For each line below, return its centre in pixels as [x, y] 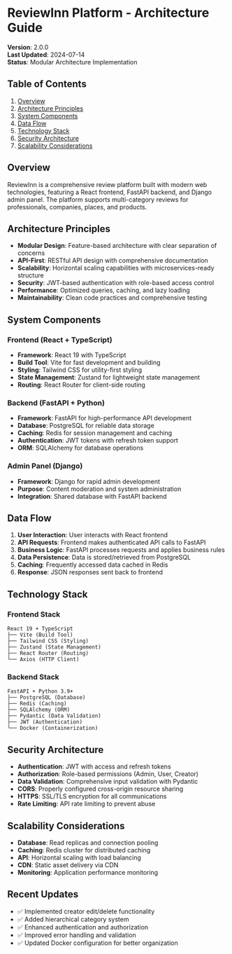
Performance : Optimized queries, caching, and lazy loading [103, 290]
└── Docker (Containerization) [53, 728]
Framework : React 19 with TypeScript [72, 355]
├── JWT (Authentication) [45, 722]
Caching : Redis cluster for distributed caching [84, 850]
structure [30, 275]
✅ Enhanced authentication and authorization [83, 927]
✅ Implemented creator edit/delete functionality [86, 911]
